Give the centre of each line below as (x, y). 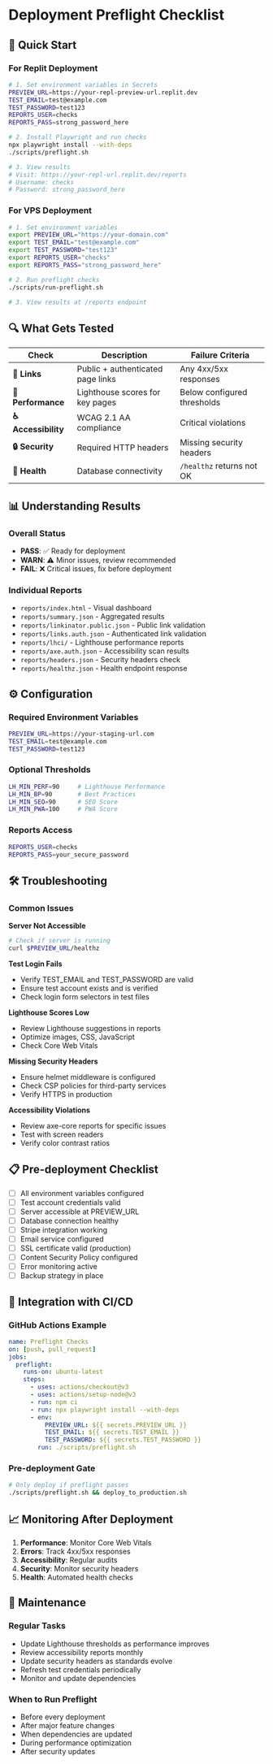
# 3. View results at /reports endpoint (78, 302)
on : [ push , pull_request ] (52, 1349)
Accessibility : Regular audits (69, 1560)
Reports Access (41, 830)
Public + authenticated (120, 369)
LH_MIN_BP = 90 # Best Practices (72, 794)
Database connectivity (120, 471)
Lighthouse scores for (119, 392)
